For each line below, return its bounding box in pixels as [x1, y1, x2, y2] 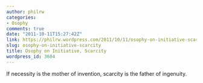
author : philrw [6, 8, 45, 15]
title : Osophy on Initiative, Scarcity [6, 48, 107, 54]
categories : [6, 14, 36, 20]
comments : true [6, 25, 45, 32]
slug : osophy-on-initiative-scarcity [6, 43, 101, 49]
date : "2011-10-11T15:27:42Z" [6, 31, 83, 37]
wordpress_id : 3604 [6, 54, 56, 60]
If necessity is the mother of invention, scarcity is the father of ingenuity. [6, 70, 187, 77]
